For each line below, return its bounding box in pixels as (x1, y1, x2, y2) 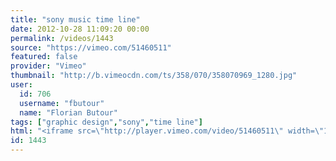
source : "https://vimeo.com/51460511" (10, 42, 172, 53)
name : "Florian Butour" (19, 107, 118, 118)
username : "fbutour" (19, 98, 105, 108)
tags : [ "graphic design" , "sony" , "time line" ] (10, 117, 203, 127)
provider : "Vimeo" (10, 61, 87, 71)
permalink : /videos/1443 (10, 33, 114, 43)
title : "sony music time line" (10, 14, 141, 25)
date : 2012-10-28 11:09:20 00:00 (10, 24, 150, 34)
